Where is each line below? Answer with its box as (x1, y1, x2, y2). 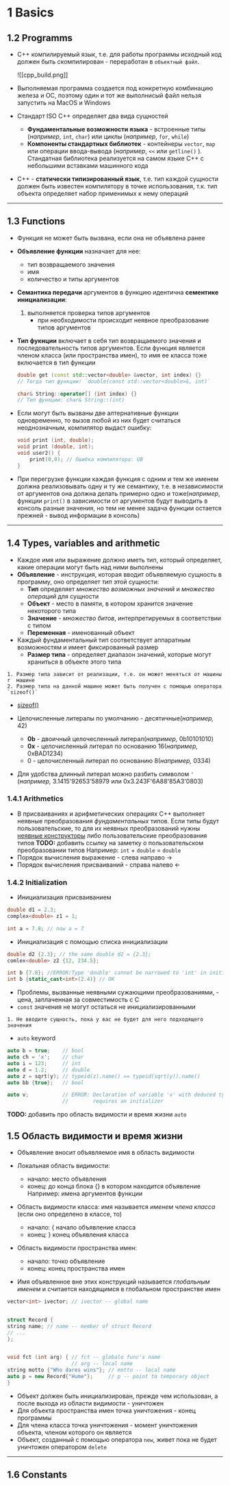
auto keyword (16, 1034, 56, 1043)
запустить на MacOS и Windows (16, 99, 111, 107)
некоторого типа (27, 606, 77, 614)
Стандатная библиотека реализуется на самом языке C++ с (27, 154, 204, 162)
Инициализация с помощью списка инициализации (16, 937, 168, 946)
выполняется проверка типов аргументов (27, 308, 151, 316)
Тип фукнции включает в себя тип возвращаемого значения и (16, 336, 201, 345)
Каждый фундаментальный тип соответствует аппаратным (16, 636, 191, 644)
